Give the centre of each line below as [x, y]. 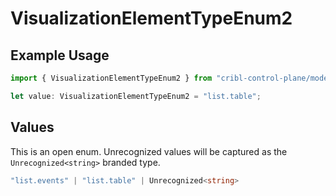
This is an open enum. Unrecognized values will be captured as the [149, 151]
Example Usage [60, 55]
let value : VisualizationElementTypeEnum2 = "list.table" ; [136, 96]
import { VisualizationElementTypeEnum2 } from [111, 78]
